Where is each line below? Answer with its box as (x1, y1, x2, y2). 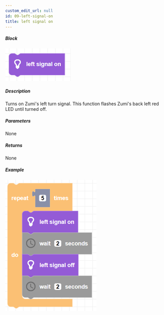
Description (5, 88, 31, 94)
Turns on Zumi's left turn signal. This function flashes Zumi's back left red (5, 101, 159, 107)
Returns (5, 142, 23, 148)
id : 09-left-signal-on (5, 13, 53, 19)
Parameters (5, 117, 31, 124)
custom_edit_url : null (5, 8, 53, 13)
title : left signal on (5, 19, 53, 24)
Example (5, 167, 24, 173)
